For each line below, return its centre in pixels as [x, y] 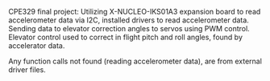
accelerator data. [37, 46]
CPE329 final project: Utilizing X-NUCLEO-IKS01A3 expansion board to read [135, 12]
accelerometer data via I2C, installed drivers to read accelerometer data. [129, 20]
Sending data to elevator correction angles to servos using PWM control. [129, 28]
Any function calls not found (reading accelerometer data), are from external [135, 61]
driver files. [27, 70]
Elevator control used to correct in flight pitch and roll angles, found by [126, 37]
